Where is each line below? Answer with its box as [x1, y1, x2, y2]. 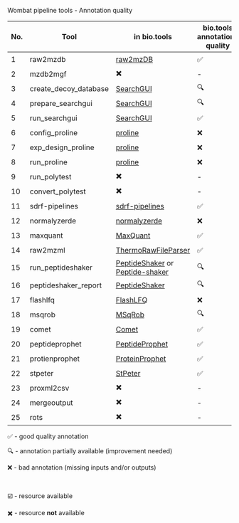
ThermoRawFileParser [115, 245, 191, 255]
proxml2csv [29, 383, 70, 393]
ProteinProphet [115, 354, 166, 364]
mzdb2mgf [29, 69, 67, 79]
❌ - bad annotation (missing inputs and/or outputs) [7, 463, 156, 472]
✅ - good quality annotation [7, 432, 89, 440]
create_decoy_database [29, 83, 109, 93]
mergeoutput [29, 398, 73, 408]
